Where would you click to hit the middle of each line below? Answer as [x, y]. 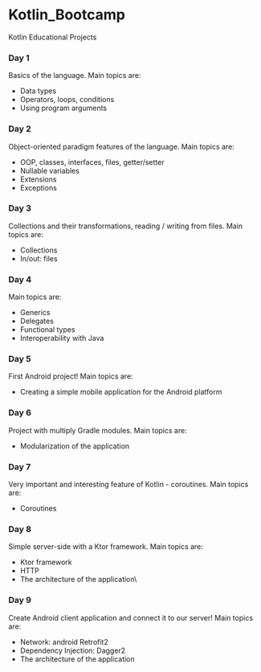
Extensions [38, 179]
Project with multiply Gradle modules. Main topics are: [98, 430]
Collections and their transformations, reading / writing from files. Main [126, 226]
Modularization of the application [75, 446]
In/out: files [39, 258]
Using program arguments [63, 108]
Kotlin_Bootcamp [67, 15]
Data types [38, 91]
